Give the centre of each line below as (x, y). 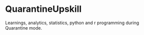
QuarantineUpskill (43, 9)
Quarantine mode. (24, 28)
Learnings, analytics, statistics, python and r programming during (72, 23)
